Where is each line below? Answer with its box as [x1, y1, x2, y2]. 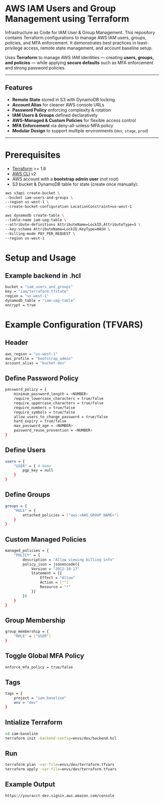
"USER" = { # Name [14, 464, 51, 468]
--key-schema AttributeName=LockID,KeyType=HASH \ [5, 227, 110, 232]
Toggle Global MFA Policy [5, 652, 84, 660]
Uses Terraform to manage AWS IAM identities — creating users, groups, [5, 54, 154, 60]
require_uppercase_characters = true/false [14, 401, 104, 405]
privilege [5, 45, 23, 51]
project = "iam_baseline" [14, 696, 67, 701]
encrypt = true [5, 302, 36, 308]
